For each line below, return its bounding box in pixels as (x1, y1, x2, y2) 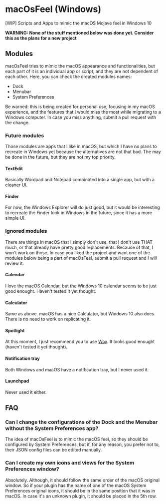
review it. (5, 260, 24, 266)
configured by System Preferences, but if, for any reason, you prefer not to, (5, 441, 160, 447)
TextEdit (5, 165, 23, 171)
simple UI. (5, 215, 26, 221)
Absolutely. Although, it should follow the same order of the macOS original (5, 477, 160, 483)
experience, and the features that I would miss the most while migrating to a (5, 109, 161, 115)
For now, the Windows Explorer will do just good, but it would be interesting (5, 204, 161, 211)
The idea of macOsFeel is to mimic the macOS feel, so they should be (5, 436, 148, 442)
